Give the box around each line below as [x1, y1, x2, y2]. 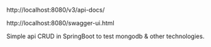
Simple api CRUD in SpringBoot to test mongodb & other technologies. [6, 32, 205, 40]
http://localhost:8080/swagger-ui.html [6, 19, 114, 27]
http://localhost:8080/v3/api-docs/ [6, 6, 105, 14]
